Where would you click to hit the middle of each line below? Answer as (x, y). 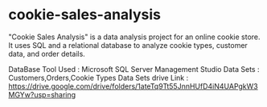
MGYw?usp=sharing (42, 94)
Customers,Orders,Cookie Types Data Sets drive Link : (99, 77)
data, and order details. (47, 53)
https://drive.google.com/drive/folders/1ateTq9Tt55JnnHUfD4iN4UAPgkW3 (133, 86)
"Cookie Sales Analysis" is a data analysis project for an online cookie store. (134, 37)
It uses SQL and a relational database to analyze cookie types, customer (128, 45)
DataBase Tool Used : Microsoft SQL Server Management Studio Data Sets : (134, 69)
